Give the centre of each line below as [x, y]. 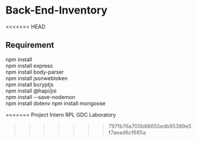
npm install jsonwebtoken [37, 78]
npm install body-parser [35, 72]
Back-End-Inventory [56, 10]
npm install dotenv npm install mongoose [56, 103]
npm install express [29, 65]
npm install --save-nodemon [40, 97]
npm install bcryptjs [30, 84]
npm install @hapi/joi [31, 91]
